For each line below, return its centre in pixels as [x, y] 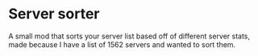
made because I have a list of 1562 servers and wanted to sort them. [122, 44]
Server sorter [54, 14]
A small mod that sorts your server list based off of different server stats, [129, 36]
